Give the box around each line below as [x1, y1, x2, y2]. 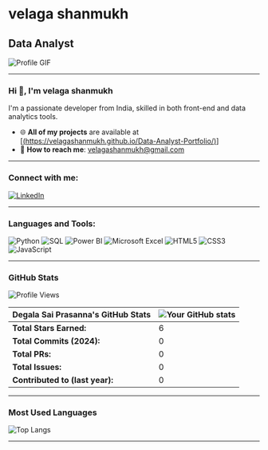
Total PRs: [12, 348, 52, 360]
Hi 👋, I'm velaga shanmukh [8, 85, 113, 96]
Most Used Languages [8, 407, 97, 418]
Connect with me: [8, 173, 79, 184]
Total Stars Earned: [12, 323, 87, 334]
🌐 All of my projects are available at [19, 127, 140, 137]
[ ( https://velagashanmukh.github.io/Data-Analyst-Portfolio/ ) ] [19, 137, 219, 146]
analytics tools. [8, 112, 58, 121]
